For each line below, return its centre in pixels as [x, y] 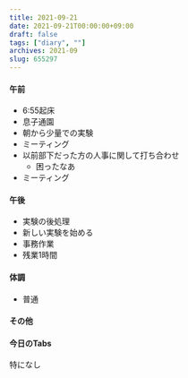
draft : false [34, 34]
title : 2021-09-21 [43, 17]
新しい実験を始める [58, 233]
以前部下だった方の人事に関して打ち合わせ [101, 155]
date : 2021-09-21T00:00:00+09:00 [72, 26]
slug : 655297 [34, 59]
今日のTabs [30, 343]
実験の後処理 [46, 221]
